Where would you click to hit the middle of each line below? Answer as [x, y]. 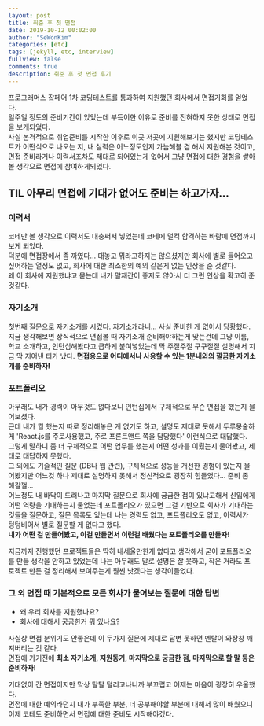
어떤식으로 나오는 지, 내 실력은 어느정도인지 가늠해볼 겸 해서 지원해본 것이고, [139, 146]
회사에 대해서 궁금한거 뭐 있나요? [70, 621]
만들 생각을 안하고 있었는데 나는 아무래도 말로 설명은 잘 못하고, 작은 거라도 [129, 561]
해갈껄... [21, 485]
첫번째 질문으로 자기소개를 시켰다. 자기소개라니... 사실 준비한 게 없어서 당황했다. [130, 326]
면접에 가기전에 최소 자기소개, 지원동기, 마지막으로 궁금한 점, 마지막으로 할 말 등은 [132, 658]
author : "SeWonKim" [40, 37]
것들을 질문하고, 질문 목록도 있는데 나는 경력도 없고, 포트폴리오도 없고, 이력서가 [128, 514]
